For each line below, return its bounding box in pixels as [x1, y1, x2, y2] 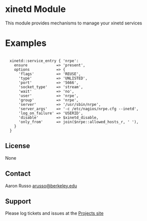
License [5, 142, 30, 150]
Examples [5, 37, 47, 49]
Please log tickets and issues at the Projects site [5, 211, 104, 217]
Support [5, 197, 31, 206]
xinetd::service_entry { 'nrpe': [9, 58, 79, 63]
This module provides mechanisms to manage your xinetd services [5, 20, 143, 26]
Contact [5, 170, 31, 178]
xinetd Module [5, 3, 66, 15]
